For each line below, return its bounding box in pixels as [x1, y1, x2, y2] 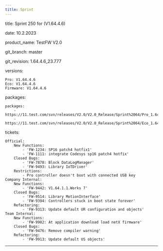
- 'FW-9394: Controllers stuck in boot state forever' [22, 198, 136, 203]
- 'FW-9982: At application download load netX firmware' [22, 220, 142, 225]
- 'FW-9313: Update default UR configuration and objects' [22, 207, 145, 212]
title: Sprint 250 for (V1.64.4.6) [5, 20, 65, 26]
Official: [5, 138, 25, 144]
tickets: [5, 129, 20, 135]
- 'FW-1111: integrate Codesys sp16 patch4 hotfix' [22, 152, 130, 156]
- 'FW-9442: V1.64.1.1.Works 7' [22, 186, 88, 191]
